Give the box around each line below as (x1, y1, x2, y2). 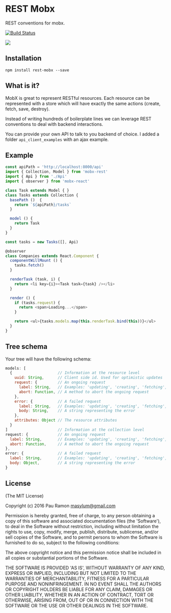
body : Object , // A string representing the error (10, 460, 136, 466)
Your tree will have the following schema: (5, 356, 92, 362)
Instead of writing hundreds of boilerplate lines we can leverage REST (5, 116, 152, 122)
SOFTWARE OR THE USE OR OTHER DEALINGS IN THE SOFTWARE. (5, 602, 148, 608)
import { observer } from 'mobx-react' (5, 179, 90, 184)
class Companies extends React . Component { (5, 253, 99, 259)
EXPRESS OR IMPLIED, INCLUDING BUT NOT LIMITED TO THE (5, 570, 136, 576)
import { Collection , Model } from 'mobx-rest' (5, 169, 108, 175)
